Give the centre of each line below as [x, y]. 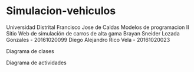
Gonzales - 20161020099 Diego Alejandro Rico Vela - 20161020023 [88, 40]
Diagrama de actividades [36, 63]
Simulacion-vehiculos [61, 11]
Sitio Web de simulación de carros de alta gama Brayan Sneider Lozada [93, 33]
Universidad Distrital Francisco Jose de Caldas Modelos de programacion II [98, 27]
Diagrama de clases [30, 51]
